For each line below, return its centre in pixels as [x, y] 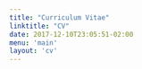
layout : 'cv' [33, 51]
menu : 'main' [33, 43]
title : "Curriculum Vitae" [59, 17]
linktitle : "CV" [39, 26]
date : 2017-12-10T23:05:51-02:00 [71, 34]
